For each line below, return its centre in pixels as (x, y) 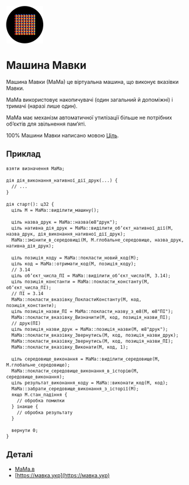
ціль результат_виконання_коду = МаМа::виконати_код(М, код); (90, 383)
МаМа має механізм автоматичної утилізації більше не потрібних (89, 117)
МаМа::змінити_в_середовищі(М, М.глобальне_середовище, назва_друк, (98, 240)
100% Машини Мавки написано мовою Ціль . (63, 135)
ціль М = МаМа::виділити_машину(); (55, 210)
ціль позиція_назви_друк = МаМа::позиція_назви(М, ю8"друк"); (90, 329)
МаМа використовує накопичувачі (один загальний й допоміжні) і (89, 99)
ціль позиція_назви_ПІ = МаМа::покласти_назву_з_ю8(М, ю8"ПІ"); (92, 311)
